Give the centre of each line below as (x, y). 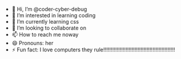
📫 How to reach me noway (45, 35)
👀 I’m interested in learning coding (54, 15)
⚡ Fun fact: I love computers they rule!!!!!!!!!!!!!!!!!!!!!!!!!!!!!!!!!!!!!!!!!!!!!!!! (93, 50)
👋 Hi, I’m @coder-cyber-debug (49, 9)
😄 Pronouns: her (32, 43)
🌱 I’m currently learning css (45, 22)
